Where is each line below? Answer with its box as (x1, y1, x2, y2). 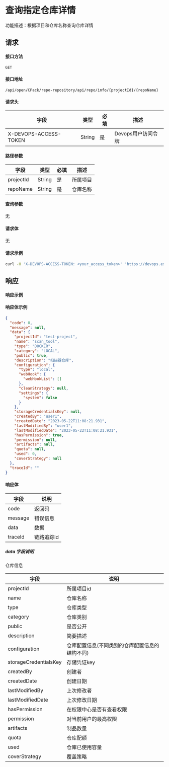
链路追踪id (34, 533, 59, 541)
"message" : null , (10, 325, 46, 330)
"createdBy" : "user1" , (14, 414, 62, 419)
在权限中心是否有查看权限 (66, 706, 127, 713)
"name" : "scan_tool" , (14, 339, 59, 344)
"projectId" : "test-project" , (14, 334, 78, 340)
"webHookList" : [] (23, 376, 62, 381)
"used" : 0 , (14, 451, 37, 456)
